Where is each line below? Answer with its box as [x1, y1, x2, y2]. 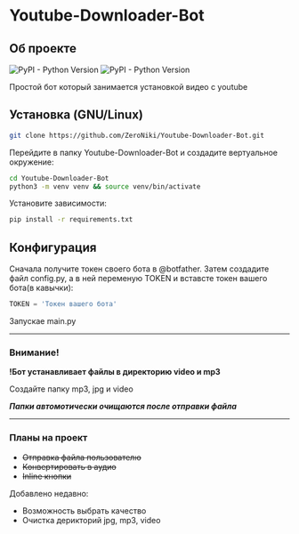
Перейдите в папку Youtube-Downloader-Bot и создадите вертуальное [9, 147, 279, 158]
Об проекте [9, 41, 77, 56]
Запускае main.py [9, 316, 77, 326]
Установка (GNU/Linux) [9, 108, 144, 123]
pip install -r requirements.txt [9, 215, 133, 224]
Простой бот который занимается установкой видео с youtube [9, 82, 248, 92]
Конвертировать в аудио [21, 461, 117, 472]
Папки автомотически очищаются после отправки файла [9, 401, 238, 412]
